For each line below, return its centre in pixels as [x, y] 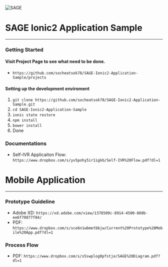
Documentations [26, 143]
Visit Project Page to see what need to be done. [55, 61]
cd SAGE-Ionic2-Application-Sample [49, 110]
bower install [27, 126]
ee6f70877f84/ [27, 217]
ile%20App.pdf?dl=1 [33, 232]
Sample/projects [29, 77]
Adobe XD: [23, 212]
